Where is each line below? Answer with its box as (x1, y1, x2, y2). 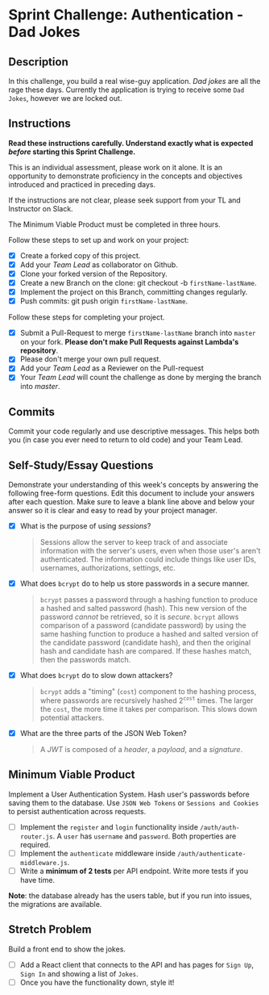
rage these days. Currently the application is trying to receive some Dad (8, 85, 245, 94)
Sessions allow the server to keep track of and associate (39, 537, 228, 547)
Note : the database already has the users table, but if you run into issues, (8, 890, 252, 901)
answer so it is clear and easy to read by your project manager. (8, 506, 217, 516)
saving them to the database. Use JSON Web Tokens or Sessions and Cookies (8, 797, 259, 808)
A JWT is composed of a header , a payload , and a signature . (39, 744, 243, 754)
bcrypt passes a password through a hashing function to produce (39, 595, 258, 604)
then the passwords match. (39, 655, 131, 665)
